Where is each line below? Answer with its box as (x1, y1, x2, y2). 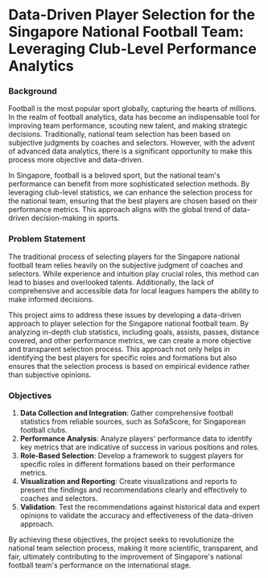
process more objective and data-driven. (8, 155, 144, 165)
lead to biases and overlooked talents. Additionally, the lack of (8, 277, 215, 287)
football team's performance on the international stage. (8, 560, 192, 570)
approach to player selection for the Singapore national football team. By (8, 318, 249, 328)
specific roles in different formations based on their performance (19, 460, 236, 469)
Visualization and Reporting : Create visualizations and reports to (19, 477, 237, 486)
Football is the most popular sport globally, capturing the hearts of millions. (8, 104, 258, 113)
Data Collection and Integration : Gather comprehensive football (19, 408, 233, 418)
